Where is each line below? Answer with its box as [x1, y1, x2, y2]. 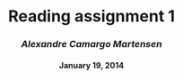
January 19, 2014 [58, 59, 125, 70]
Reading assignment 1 [7, 6, 176, 27]
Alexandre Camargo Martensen [21, 38, 162, 51]
